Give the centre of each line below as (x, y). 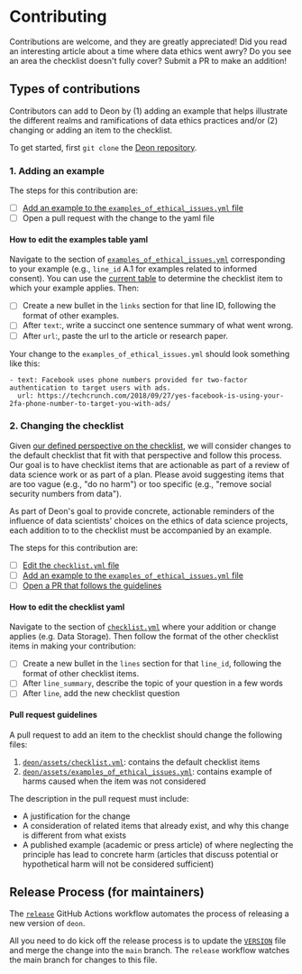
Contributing (58, 17)
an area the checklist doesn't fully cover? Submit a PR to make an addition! (148, 60)
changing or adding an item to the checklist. (91, 130)
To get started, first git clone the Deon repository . (103, 147)
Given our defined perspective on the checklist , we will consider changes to (150, 446)
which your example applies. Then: (74, 288)
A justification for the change (76, 816)
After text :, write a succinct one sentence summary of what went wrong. (158, 326)
